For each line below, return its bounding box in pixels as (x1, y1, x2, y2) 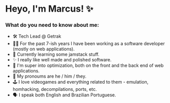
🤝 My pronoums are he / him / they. (12, 73, 87, 79)
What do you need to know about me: (5, 21, 99, 28)
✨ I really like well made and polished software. (12, 57, 112, 63)
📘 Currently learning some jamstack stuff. (12, 51, 100, 57)
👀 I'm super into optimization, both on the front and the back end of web (12, 62, 164, 68)
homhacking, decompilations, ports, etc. (12, 86, 97, 92)
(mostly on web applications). (12, 46, 75, 52)
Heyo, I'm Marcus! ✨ (5, 3, 94, 15)
